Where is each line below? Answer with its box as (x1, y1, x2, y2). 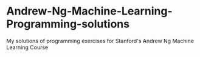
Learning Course (6, 44, 49, 51)
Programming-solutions (6, 17, 129, 31)
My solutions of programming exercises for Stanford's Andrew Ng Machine (6, 37, 195, 44)
